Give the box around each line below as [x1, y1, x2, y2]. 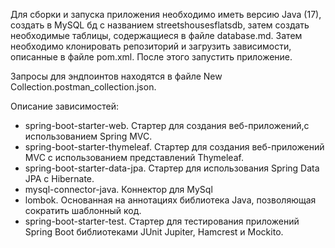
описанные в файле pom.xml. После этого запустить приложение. [10, 51, 293, 63]
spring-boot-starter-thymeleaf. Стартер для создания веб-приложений [24, 141, 325, 153]
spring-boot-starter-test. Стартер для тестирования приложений [24, 215, 300, 227]
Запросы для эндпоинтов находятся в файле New [10, 70, 223, 82]
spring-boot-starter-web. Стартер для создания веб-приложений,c [24, 120, 310, 131]
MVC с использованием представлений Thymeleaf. [24, 152, 244, 163]
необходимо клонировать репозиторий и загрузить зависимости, [10, 40, 292, 52]
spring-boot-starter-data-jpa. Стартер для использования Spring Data [24, 162, 320, 174]
